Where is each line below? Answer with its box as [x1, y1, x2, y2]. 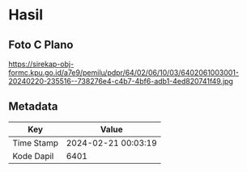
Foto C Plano [8, 38, 74, 52]
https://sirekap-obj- [8, 59, 75, 69]
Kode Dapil [12, 150, 54, 162]
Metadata [8, 99, 58, 114]
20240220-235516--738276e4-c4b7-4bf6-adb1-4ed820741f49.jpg [8, 77, 233, 86]
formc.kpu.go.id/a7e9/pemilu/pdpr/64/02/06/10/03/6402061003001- [8, 68, 239, 78]
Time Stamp [12, 137, 59, 149]
